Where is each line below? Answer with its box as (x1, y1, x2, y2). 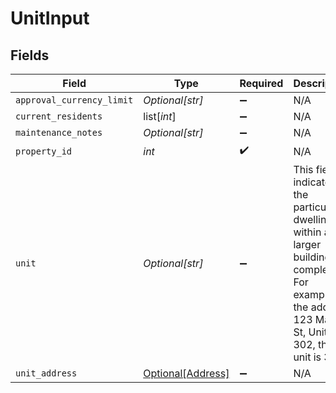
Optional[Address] (143, 367, 230, 380)
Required (239, 77, 284, 90)
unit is (293, 350, 322, 364)
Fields (10, 47, 50, 64)
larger (293, 238, 322, 251)
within (293, 225, 322, 239)
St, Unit (293, 325, 328, 339)
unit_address (15, 368, 78, 379)
